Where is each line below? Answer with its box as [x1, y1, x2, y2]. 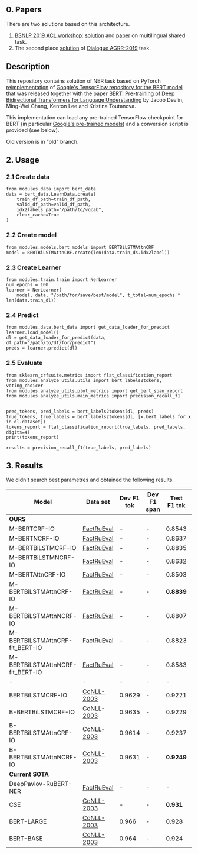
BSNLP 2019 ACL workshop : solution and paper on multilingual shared [14, 32, 186, 39]
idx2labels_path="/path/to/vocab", [16, 207, 104, 213]
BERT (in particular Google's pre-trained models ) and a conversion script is [6, 120, 189, 127]
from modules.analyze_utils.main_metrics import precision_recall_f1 [6, 393, 181, 399]
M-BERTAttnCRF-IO [9, 571, 66, 579]
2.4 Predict [6, 310, 39, 319]
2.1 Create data [6, 173, 50, 181]
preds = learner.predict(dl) [6, 345, 78, 351]
